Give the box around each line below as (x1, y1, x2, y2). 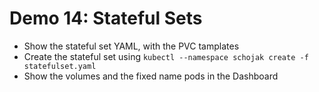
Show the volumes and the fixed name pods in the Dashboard (23, 70, 279, 82)
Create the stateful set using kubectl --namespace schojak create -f (23, 50, 309, 62)
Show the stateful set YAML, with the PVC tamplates (23, 40, 240, 52)
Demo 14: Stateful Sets (9, 7, 203, 30)
